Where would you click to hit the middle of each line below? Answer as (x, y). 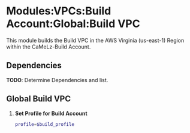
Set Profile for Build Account (51, 113)
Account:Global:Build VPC (73, 24)
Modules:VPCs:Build (59, 11)
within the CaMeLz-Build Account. (49, 47)
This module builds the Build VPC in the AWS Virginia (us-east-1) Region (95, 40)
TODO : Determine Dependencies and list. (57, 80)
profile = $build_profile (45, 124)
